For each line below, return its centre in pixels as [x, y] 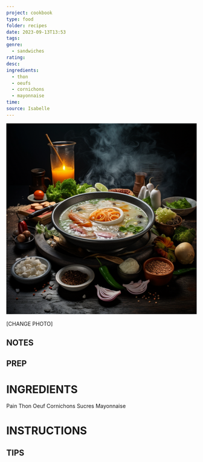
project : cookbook [29, 13]
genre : [14, 45]
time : [13, 102]
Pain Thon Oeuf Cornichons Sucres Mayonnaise [66, 406]
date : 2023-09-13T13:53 [36, 32]
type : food [20, 19]
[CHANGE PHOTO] [30, 323]
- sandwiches [28, 51]
